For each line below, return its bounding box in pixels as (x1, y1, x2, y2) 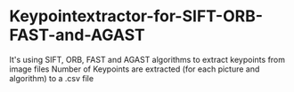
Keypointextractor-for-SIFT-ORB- (9, 6, 263, 27)
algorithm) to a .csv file (9, 73, 94, 83)
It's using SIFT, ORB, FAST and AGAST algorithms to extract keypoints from (9, 54, 286, 65)
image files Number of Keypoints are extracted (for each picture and (9, 64, 260, 74)
